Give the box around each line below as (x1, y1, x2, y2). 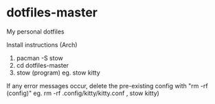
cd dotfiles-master (16, 61, 69, 69)
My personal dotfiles (6, 27, 65, 36)
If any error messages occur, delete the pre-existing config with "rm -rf (6, 81, 208, 90)
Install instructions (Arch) (6, 40, 78, 49)
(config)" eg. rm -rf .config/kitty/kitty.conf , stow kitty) (6, 89, 159, 97)
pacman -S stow (16, 53, 63, 62)
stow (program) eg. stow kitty (16, 68, 100, 77)
